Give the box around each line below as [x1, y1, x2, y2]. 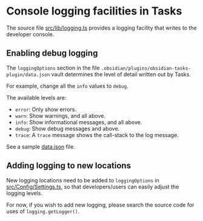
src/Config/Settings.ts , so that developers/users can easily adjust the [6, 183, 179, 190]
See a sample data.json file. [6, 143, 76, 150]
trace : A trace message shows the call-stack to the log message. [15, 131, 179, 138]
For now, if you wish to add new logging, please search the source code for [6, 201, 195, 208]
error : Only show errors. [15, 106, 77, 113]
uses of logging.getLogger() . [6, 207, 80, 215]
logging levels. [6, 189, 42, 197]
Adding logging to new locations [6, 161, 131, 171]
